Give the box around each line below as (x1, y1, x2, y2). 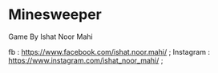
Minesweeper (8, 6, 102, 24)
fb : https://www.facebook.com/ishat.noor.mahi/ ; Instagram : (8, 47, 211, 56)
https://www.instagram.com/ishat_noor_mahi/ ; (8, 56, 163, 65)
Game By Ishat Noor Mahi (8, 32, 94, 41)
